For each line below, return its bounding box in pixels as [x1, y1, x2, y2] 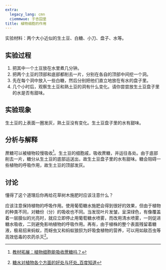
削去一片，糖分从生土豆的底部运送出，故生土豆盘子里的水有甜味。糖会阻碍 [5, 156, 157, 162]
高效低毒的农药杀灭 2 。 [5, 233, 51, 240]
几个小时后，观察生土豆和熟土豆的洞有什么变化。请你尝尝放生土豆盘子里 [12, 84, 160, 90]
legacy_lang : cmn [9, 12, 45, 17]
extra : [5, 7, 19, 12]
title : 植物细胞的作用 [5, 21, 47, 26]
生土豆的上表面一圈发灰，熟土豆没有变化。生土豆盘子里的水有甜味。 [5, 120, 144, 126]
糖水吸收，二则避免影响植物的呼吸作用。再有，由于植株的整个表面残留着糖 [5, 221, 157, 227]
